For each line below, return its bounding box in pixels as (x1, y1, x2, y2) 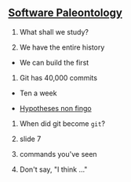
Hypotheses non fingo (19, 103, 92, 113)
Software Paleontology (8, 6, 123, 20)
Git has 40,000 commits (19, 72, 98, 82)
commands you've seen (19, 149, 97, 158)
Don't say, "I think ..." (19, 165, 88, 174)
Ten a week (19, 88, 57, 98)
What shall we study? (19, 27, 89, 36)
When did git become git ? (19, 118, 106, 128)
